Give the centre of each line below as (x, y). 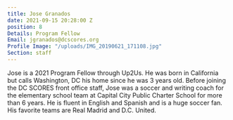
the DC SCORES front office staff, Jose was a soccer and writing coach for (115, 88)
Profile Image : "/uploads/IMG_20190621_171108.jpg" (84, 46)
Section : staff (30, 53)
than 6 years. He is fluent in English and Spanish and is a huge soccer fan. (115, 102)
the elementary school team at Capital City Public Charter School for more (115, 95)
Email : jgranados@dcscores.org (53, 40)
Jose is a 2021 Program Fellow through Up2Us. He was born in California (113, 73)
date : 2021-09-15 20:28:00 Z (50, 20)
